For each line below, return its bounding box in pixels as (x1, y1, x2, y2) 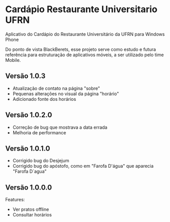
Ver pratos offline (12, 206, 49, 212)
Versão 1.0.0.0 (5, 183, 52, 192)
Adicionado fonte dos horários (12, 96, 76, 102)
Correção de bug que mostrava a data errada (12, 124, 108, 130)
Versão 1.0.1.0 (5, 144, 50, 153)
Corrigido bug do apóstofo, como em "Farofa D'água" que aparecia (12, 163, 154, 169)
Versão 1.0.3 (5, 72, 46, 81)
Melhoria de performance (12, 129, 66, 135)
